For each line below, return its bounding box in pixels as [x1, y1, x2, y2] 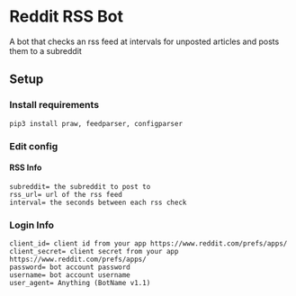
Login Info [9, 219, 55, 231]
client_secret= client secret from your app [9, 247, 179, 256]
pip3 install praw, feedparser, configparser [9, 119, 183, 128]
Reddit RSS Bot [9, 6, 124, 27]
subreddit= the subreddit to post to [9, 182, 151, 191]
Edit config [9, 139, 58, 152]
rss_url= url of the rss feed [9, 190, 123, 199]
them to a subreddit [9, 45, 83, 56]
